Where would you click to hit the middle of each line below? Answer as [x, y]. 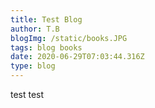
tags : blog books [46, 47]
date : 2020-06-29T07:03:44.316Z [77, 57]
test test [27, 94]
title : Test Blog [46, 19]
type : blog [33, 66]
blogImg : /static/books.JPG [69, 38]
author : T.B [35, 29]
